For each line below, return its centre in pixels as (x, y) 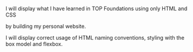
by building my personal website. (46, 26)
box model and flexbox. (34, 44)
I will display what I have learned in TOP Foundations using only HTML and (96, 9)
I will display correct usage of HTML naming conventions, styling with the (95, 38)
